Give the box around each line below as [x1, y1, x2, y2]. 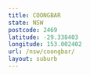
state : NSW [8, 19, 44, 27]
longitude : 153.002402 [8, 41, 82, 48]
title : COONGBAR [8, 11, 61, 20]
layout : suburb [8, 55, 58, 63]
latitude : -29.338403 [8, 33, 79, 41]
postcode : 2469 [8, 26, 58, 34]
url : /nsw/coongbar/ [8, 48, 76, 55]
